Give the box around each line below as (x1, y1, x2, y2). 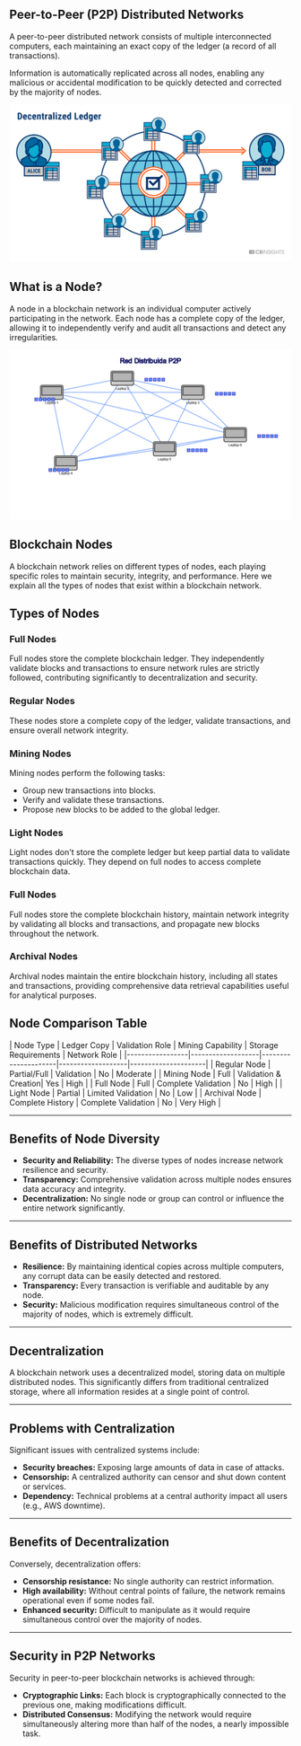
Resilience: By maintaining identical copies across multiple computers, (21, 1261, 285, 1272)
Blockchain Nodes (9, 537, 114, 552)
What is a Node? (9, 279, 103, 295)
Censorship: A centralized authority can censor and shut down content (21, 1471, 287, 1482)
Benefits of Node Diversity (9, 1132, 160, 1147)
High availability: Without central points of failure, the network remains (21, 1585, 286, 1596)
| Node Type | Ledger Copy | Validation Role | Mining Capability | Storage (9, 1039, 279, 1050)
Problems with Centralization (9, 1421, 176, 1436)
